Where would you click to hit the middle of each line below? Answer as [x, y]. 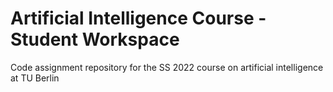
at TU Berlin [35, 78]
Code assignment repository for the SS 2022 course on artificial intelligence [167, 67]
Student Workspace [95, 39]
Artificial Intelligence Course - [138, 18]
